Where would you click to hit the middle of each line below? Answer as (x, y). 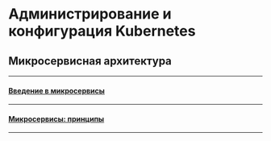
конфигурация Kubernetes (102, 31)
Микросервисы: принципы (56, 118)
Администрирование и (90, 14)
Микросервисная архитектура (90, 61)
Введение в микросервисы (56, 90)
